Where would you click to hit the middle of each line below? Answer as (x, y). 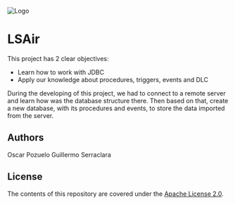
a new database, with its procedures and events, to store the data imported (116, 108)
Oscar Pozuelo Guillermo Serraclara (59, 154)
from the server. (31, 115)
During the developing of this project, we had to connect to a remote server (117, 93)
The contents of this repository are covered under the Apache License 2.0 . (115, 194)
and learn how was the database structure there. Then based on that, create (118, 100)
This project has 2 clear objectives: (58, 58)
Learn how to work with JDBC (61, 72)
